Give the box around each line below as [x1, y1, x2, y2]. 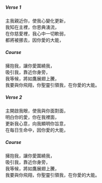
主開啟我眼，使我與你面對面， [5, 107, 68, 114]
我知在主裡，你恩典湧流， [5, 24, 59, 30]
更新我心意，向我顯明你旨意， [5, 120, 68, 126]
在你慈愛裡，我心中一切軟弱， [5, 30, 68, 36]
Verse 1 [5, 4, 22, 10]
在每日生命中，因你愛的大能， [5, 126, 68, 133]
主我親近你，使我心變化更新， [5, 17, 68, 24]
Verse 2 [5, 94, 22, 100]
